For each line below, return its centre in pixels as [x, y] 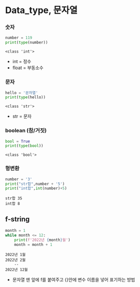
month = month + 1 [33, 244]
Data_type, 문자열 [41, 10]
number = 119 [19, 38]
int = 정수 [22, 62]
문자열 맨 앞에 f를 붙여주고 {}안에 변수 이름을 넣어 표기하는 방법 [74, 279]
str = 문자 [22, 116]
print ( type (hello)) [25, 97]
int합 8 [12, 204]
